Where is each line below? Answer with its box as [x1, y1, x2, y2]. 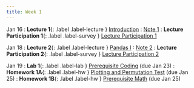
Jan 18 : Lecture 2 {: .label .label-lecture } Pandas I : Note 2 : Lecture [6, 44, 177, 51]
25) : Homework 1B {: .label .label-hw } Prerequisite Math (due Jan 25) [6, 75, 181, 82]
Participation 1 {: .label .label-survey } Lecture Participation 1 [6, 32, 157, 39]
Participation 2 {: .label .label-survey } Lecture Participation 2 [6, 50, 159, 58]
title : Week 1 [6, 8, 42, 15]
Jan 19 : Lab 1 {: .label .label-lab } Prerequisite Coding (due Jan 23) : [6, 62, 175, 69]
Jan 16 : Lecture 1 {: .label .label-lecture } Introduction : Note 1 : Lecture [6, 25, 184, 33]
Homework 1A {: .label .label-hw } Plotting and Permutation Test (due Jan [6, 68, 189, 76]
